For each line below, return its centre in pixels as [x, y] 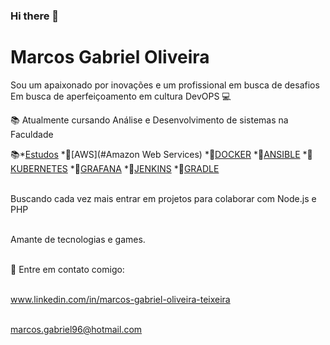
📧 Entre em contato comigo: [67, 269]
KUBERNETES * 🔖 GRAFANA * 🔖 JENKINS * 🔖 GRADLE [115, 168]
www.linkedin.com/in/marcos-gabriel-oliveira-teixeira [120, 299]
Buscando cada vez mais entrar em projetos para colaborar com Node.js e [163, 198]
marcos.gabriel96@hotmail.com [76, 329]
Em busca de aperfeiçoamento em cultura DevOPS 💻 [121, 96]
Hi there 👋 [35, 16]
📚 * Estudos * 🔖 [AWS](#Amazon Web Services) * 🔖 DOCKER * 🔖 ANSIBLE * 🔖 [161, 154]
